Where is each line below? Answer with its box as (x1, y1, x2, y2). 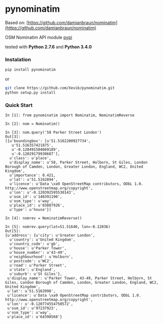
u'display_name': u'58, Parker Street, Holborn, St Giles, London (9, 160, 148, 165)
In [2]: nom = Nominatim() (5, 122, 60, 126)
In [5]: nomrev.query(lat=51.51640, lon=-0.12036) (5, 224, 111, 229)
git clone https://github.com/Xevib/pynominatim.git (5, 86, 115, 91)
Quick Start (5, 101, 33, 108)
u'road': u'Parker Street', (9, 263, 67, 268)
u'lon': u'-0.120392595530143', (9, 190, 76, 195)
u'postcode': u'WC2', (9, 259, 54, 264)
